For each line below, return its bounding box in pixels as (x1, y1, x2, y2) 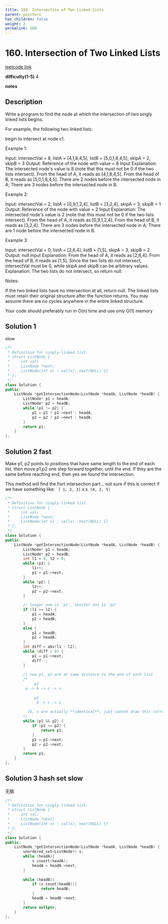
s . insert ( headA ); (31, 859, 68, 864)
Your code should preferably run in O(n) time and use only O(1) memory (5, 308, 153, 314)
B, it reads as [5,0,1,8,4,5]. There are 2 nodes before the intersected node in (5, 176, 161, 182)
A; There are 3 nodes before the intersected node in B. (5, 181, 118, 187)
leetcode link (5, 64, 31, 70)
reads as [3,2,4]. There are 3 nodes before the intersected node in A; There (5, 222, 161, 228)
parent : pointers (5, 12, 41, 17)
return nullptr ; (23, 905, 57, 910)
